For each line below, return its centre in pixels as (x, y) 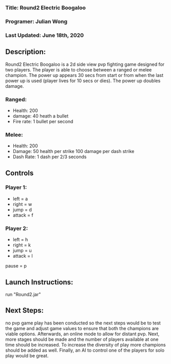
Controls (20, 173)
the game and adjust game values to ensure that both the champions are (82, 328)
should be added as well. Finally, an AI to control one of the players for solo (85, 350)
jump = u (22, 251)
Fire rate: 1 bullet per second (43, 121)
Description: (26, 52)
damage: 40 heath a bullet (41, 116)
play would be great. (27, 355)
